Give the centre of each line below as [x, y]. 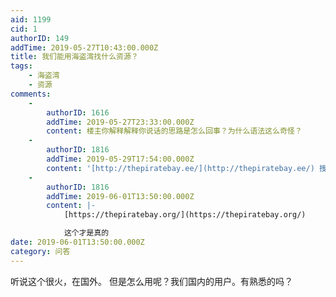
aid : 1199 [31, 19]
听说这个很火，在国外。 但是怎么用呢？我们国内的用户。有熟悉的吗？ [151, 281]
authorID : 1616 [78, 112]
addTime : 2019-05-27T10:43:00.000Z [84, 47]
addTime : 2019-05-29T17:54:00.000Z [120, 159]
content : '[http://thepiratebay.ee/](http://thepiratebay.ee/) [180, 168]
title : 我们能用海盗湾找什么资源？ [74, 57]
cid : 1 [24, 29]
